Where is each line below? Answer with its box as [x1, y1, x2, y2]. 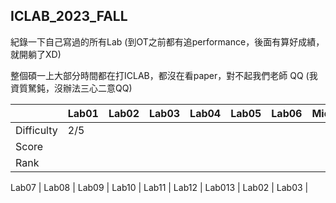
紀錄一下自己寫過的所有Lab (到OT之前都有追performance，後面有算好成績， [10, 35, 325, 48]
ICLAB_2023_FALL [10, 8, 128, 25]
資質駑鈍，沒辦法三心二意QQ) [10, 82, 133, 94]
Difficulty [15, 123, 58, 137]
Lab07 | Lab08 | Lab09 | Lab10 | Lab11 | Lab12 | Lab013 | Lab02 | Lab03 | [10, 181, 309, 193]
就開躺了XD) [10, 48, 62, 60]
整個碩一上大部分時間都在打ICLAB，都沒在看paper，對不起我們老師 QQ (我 [10, 69, 318, 81]
